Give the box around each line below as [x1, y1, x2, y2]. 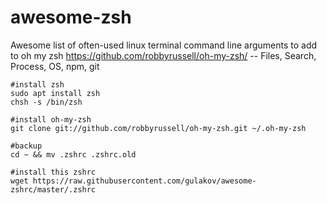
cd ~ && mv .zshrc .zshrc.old [10, 149, 137, 160]
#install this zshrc [10, 167, 97, 177]
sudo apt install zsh [10, 88, 101, 98]
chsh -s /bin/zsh [10, 97, 83, 107]
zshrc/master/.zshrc [10, 184, 97, 195]
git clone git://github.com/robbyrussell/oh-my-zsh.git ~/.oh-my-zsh [10, 123, 307, 133]
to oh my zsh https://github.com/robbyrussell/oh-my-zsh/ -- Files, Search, [10, 49, 317, 61]
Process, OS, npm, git [10, 60, 100, 72]
